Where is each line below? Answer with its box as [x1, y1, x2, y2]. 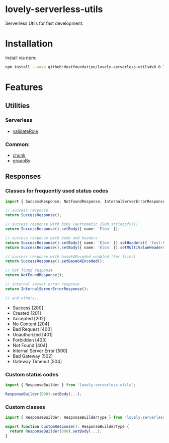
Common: [5, 140, 30, 147]
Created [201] [12, 310, 41, 316]
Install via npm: [5, 55, 37, 61]
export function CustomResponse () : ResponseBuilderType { [5, 424, 129, 429]
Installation [5, 38, 53, 50]
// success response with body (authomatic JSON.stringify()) [5, 222, 138, 227]
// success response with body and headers [5, 235, 98, 240]
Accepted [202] [12, 315, 46, 321]
